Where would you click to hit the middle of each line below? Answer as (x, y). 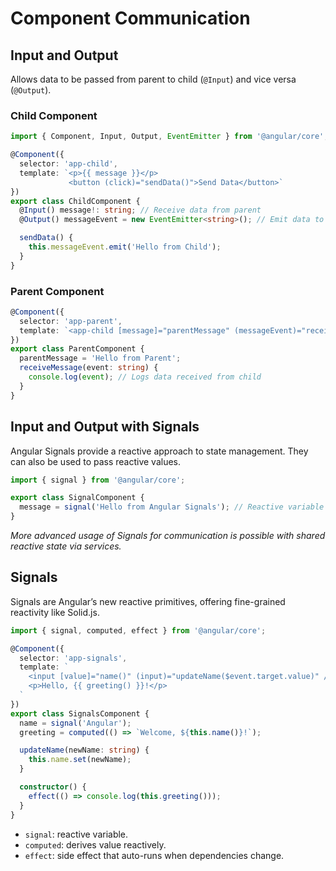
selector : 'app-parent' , (71, 321)
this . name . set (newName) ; (80, 760)
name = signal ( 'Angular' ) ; (75, 723)
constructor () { (53, 787)
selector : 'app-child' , (68, 164)
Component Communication (130, 18)
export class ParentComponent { (77, 349)
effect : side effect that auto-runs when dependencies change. (154, 855)
